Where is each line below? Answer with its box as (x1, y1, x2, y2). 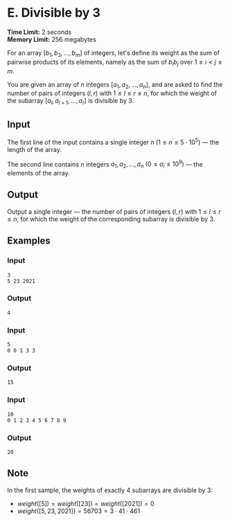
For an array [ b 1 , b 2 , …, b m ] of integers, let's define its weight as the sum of (7, 49, 220, 58)
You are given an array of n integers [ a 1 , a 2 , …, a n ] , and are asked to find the (7, 80, 223, 90)
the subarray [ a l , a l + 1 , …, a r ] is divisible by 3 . (7, 96, 134, 107)
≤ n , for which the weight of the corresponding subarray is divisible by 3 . (7, 214, 215, 223)
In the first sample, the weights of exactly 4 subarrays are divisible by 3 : (7, 486, 213, 494)
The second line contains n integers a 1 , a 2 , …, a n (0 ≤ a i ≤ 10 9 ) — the (7, 158, 203, 170)
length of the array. (7, 145, 62, 153)
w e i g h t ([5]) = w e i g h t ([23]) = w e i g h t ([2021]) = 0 (17, 499, 154, 507)
